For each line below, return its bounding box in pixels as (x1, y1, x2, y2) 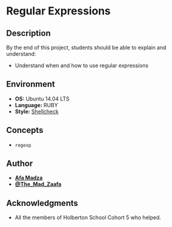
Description (6, 28, 51, 38)
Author (6, 159, 33, 169)
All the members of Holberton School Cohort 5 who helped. (14, 214, 161, 221)
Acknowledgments (6, 198, 79, 208)
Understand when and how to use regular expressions (14, 62, 149, 69)
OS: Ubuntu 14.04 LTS (14, 95, 70, 102)
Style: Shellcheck (14, 108, 59, 115)
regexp (14, 142, 32, 148)
